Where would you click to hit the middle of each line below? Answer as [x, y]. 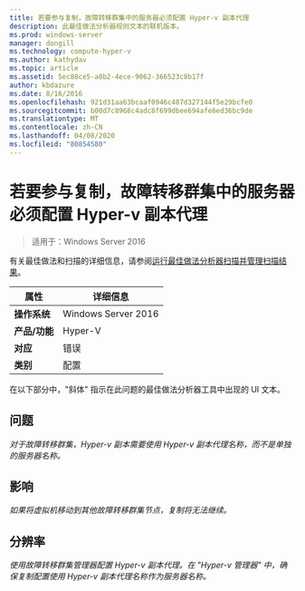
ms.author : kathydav [48, 60]
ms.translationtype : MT [54, 119]
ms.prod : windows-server [56, 34]
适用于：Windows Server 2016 [89, 241]
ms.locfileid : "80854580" [58, 144]
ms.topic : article [44, 69]
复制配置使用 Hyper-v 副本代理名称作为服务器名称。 [114, 576]
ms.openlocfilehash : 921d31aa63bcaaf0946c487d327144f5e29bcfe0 [131, 102]
